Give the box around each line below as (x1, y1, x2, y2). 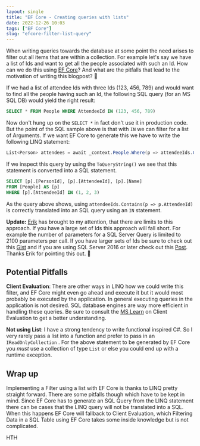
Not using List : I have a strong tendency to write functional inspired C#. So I (6, 326, 193, 333)
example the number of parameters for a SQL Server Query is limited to (6, 231, 182, 238)
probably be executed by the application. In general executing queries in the (6, 296, 193, 303)
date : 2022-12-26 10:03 (6, 20, 65, 26)
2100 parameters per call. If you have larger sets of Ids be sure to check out (6, 237, 192, 244)
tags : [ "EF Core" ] (6, 25, 52, 32)
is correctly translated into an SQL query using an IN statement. (6, 206, 162, 213)
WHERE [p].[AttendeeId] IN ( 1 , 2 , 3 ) (6, 189, 100, 196)
